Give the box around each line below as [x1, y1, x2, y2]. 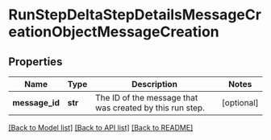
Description [131, 79, 177, 89]
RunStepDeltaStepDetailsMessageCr [8, 6, 262, 24]
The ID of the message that [95, 93, 198, 103]
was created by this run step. [95, 102, 206, 113]
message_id [12, 97, 60, 108]
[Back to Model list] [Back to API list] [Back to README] [8, 123, 194, 132]
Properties [8, 55, 63, 68]
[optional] [221, 97, 259, 108]
